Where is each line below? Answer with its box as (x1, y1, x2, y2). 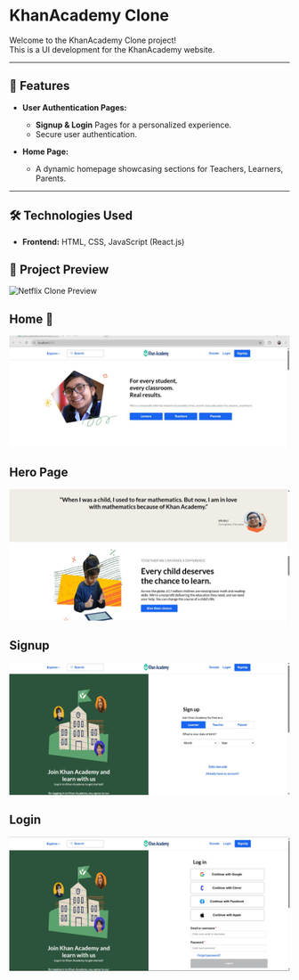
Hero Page (9, 465, 69, 480)
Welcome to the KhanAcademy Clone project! (9, 35, 176, 45)
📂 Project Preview (9, 262, 109, 277)
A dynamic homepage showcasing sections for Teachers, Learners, (35, 163, 284, 174)
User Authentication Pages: (21, 102, 127, 112)
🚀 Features (9, 78, 70, 94)
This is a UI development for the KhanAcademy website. (9, 44, 215, 54)
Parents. (35, 173, 67, 184)
